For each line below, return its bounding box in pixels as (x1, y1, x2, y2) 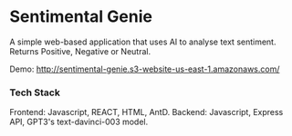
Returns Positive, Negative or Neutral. (9, 45, 151, 56)
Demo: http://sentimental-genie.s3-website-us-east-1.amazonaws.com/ (9, 63, 280, 74)
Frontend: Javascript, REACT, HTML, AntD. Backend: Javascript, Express (9, 107, 284, 118)
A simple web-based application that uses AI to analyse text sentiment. (9, 36, 276, 47)
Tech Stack (9, 86, 61, 99)
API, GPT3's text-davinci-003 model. (9, 116, 149, 128)
